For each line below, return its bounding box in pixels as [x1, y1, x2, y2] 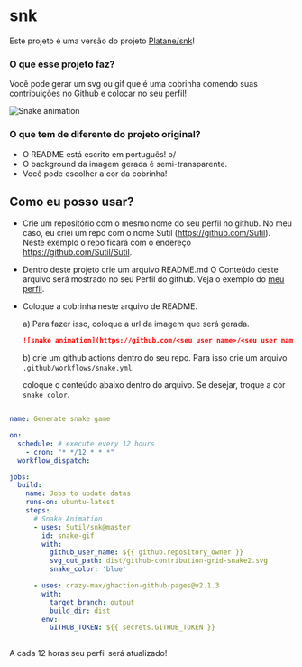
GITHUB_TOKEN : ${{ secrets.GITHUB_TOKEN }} [49, 623, 216, 633]
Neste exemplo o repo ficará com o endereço [22, 237, 192, 249]
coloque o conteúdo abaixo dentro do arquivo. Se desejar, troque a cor [22, 380, 286, 390]
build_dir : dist [49, 606, 111, 615]
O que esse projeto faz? [9, 58, 115, 70]
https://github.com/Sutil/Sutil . [22, 247, 133, 258]
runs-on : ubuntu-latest [25, 498, 115, 507]
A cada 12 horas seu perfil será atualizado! [9, 648, 168, 659]
